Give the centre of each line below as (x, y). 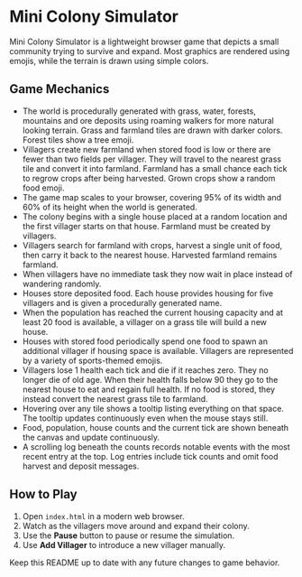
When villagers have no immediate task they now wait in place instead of (157, 274)
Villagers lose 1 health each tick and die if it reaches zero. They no (145, 370)
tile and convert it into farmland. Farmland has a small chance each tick (155, 168)
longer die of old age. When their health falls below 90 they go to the (150, 379)
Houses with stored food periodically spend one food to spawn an (145, 341)
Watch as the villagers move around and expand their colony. (136, 526)
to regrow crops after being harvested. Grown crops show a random (149, 178)
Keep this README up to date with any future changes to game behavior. (145, 563)
